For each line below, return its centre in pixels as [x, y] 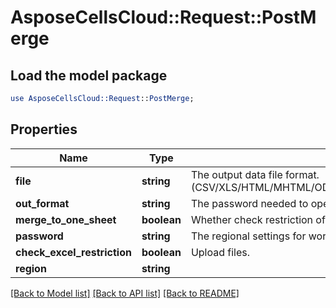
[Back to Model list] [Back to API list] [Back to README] [125, 293]
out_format [42, 203]
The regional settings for [248, 236]
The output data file [236, 174]
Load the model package [89, 75]
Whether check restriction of [258, 219]
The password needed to [249, 203]
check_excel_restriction [73, 252]
